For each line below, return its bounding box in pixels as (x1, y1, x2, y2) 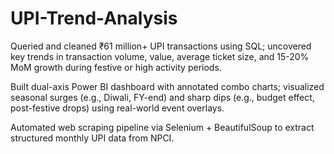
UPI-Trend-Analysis (10, 7, 178, 30)
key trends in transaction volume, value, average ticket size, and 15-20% (10, 50, 310, 62)
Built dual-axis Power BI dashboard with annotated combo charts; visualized (10, 80, 325, 92)
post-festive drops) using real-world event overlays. (10, 102, 225, 114)
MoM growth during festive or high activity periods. (10, 61, 222, 73)
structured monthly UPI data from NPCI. (10, 132, 175, 144)
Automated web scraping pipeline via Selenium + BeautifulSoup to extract (10, 121, 315, 133)
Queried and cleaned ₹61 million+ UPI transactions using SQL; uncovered (10, 40, 312, 52)
